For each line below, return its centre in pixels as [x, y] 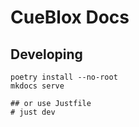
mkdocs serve [37, 86]
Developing [46, 54]
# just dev [33, 112]
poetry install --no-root [64, 77]
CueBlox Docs [70, 17]
